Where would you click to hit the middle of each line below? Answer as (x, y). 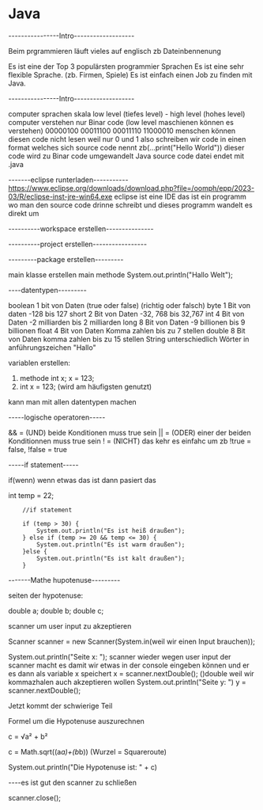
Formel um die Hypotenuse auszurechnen (76, 721)
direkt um (24, 213)
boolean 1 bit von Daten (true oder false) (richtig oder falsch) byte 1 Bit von (130, 305)
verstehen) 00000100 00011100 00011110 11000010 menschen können (122, 131)
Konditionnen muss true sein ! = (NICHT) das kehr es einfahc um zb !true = (130, 441)
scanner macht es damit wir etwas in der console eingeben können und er (129, 665)
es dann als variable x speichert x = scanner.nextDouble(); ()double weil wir (131, 673)
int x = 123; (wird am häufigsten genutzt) (86, 386)
